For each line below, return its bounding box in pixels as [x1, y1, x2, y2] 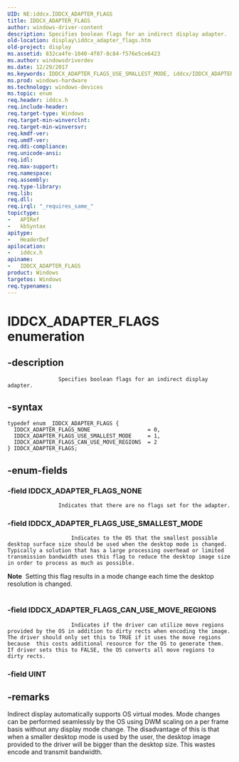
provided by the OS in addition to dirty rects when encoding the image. [7, 627, 231, 635]
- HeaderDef [7, 236, 50, 243]
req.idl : [7, 156, 33, 164]
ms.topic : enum [7, 90, 53, 97]
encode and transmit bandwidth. [7, 748, 103, 756]
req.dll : [7, 196, 33, 203]
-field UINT [7, 669, 47, 679]
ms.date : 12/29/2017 [7, 63, 69, 71]
